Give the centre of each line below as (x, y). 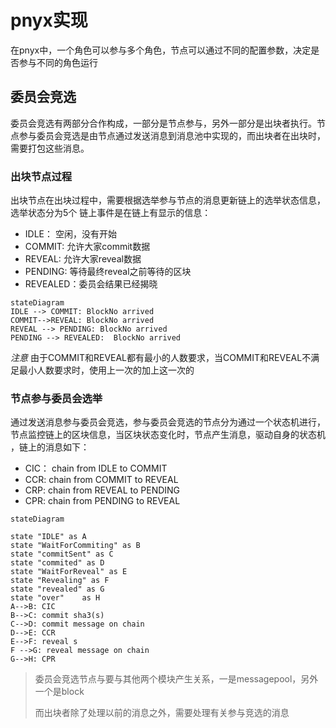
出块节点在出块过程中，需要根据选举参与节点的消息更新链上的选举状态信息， (168, 200)
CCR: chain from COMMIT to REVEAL (101, 480)
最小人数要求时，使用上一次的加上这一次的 (106, 370)
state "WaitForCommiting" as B (75, 546)
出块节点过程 (41, 176)
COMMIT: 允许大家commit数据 (87, 247)
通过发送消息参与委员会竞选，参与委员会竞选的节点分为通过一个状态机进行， (168, 422)
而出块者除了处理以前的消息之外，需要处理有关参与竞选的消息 (162, 713)
